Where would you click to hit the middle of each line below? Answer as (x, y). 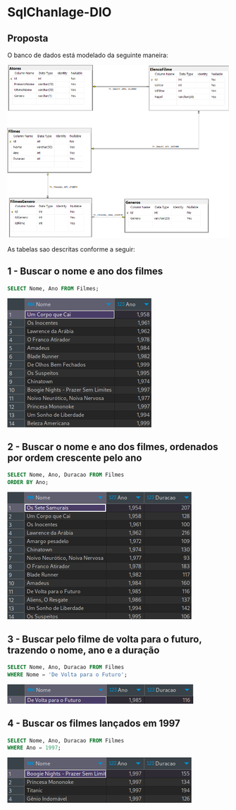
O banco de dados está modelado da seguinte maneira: (88, 55)
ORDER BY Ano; (28, 482)
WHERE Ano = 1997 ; (34, 748)
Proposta (28, 38)
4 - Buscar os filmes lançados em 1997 (94, 724)
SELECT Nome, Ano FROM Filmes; (53, 288)
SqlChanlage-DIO (60, 12)
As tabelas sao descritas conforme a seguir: (71, 249)
